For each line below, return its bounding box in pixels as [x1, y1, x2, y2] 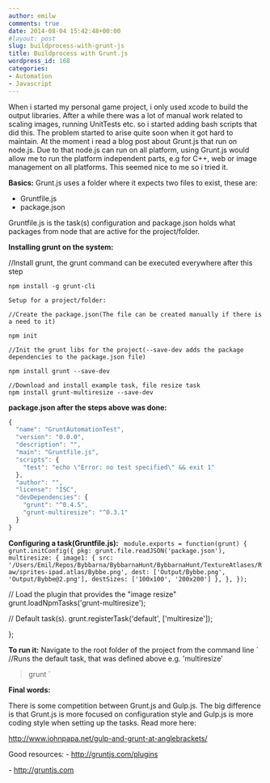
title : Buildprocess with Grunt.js [8, 49, 129, 57]
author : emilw [8, 11, 57, 20]
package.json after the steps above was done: [8, 402, 167, 412]
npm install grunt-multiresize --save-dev [8, 388, 154, 397]
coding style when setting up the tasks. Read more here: [8, 717, 196, 727]
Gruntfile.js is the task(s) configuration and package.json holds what [8, 218, 236, 228]
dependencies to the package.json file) [8, 353, 147, 361]
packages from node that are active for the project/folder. [8, 226, 200, 236]
